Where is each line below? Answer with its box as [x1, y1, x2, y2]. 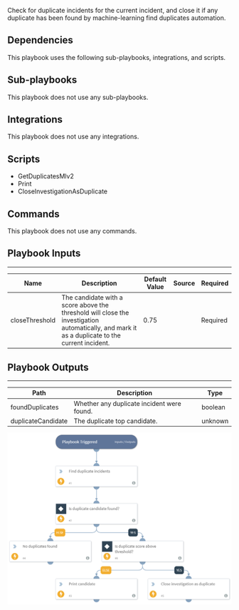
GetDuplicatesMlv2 [17, 172, 75, 181]
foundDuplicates [10, 403, 59, 412]
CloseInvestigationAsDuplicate [17, 187, 108, 195]
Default [144, 275, 167, 284]
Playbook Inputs [7, 248, 81, 260]
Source [173, 278, 196, 288]
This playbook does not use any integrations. [7, 132, 139, 141]
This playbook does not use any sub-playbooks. [7, 93, 149, 101]
